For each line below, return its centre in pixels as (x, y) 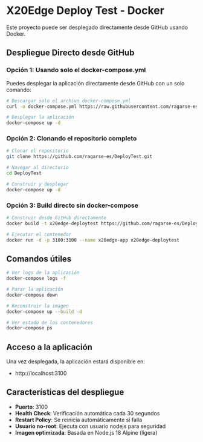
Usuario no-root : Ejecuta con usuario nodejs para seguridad (90, 426)
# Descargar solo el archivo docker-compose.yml (69, 101)
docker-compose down (32, 295)
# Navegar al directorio (37, 168)
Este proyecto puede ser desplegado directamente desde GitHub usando (97, 27)
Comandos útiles (39, 259)
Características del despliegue (65, 392)
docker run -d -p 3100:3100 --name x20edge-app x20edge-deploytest (93, 240)
